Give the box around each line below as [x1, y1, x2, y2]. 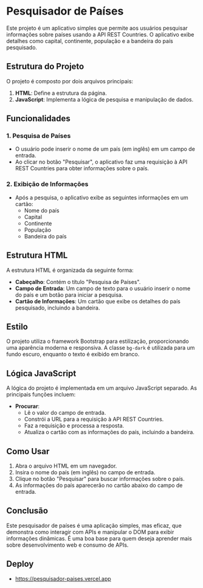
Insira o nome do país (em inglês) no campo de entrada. [15, 468, 156, 476]
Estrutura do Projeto [6, 61, 84, 72]
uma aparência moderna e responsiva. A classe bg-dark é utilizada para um [6, 344, 195, 351]
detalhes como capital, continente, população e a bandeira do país [6, 37, 173, 44]
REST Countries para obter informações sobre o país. [15, 165, 150, 172]
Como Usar [6, 446, 50, 457]
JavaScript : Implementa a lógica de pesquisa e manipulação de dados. [15, 95, 193, 103]
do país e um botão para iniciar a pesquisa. [15, 291, 123, 299]
